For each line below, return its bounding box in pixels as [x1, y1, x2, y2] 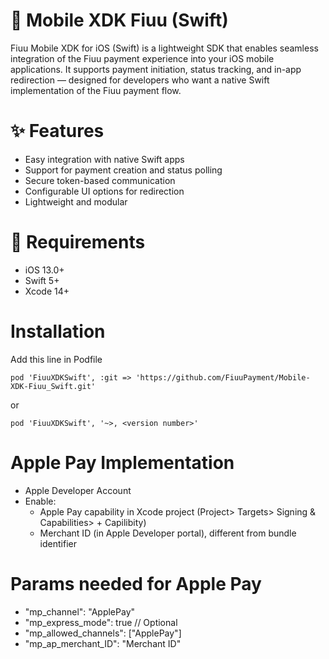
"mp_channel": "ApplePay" [24, 605, 136, 618]
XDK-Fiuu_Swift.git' [10, 381, 97, 391]
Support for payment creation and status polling [24, 164, 223, 176]
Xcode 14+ [24, 285, 70, 297]
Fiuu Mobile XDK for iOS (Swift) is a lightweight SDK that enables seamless [10, 42, 319, 54]
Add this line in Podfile [10, 353, 103, 365]
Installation [10, 320, 106, 343]
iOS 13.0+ [24, 264, 65, 276]
